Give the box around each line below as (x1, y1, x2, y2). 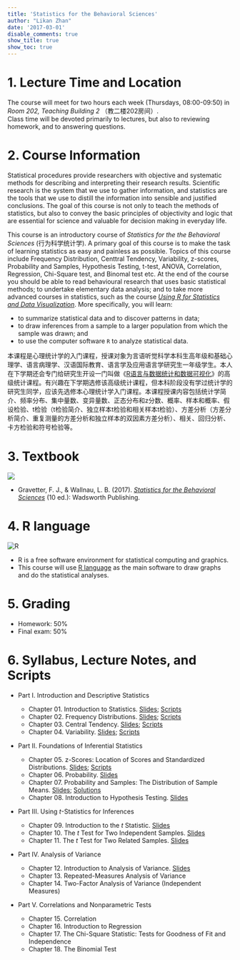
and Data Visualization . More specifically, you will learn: (7, 300, 173, 308)
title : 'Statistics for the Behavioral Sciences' (7, 10, 159, 18)
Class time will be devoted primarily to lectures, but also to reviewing (7, 114, 210, 123)
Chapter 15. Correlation (28, 914, 97, 923)
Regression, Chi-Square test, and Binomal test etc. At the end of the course (7, 269, 229, 278)
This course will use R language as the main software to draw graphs (17, 563, 221, 572)
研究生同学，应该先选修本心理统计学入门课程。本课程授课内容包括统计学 (7, 387, 220, 395)
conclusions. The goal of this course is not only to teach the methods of (7, 201, 219, 209)
